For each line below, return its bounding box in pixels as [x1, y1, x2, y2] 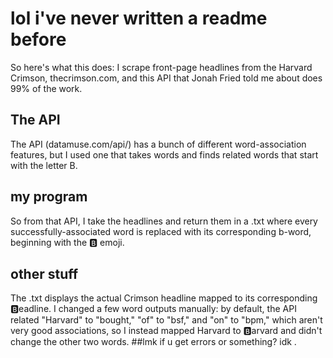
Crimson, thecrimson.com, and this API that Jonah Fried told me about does [10, 72, 323, 84]
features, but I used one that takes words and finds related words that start [10, 148, 319, 161]
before [10, 28, 67, 51]
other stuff [10, 265, 79, 282]
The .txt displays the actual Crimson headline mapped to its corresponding [10, 292, 318, 304]
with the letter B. [10, 159, 78, 171]
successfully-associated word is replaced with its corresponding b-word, [10, 225, 312, 237]
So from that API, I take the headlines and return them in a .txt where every [10, 215, 318, 227]
